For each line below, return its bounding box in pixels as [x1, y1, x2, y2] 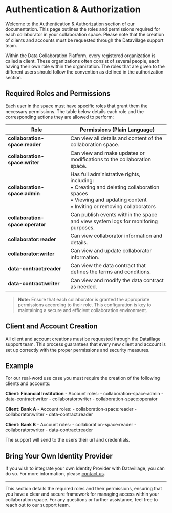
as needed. [70, 283, 97, 290]
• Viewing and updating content [70, 196, 147, 204]
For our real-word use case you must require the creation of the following [5, 375, 160, 381]
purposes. [70, 224, 95, 231]
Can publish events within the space [70, 211, 158, 218]
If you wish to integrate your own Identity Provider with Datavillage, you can [5, 465, 165, 471]
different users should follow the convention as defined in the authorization [5, 68, 164, 75]
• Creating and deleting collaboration [70, 184, 160, 191]
